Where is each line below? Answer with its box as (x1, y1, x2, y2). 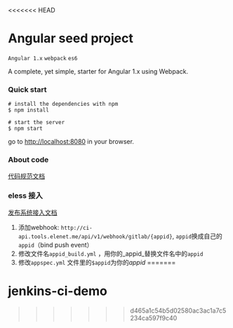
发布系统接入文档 (8, 208, 58, 217)
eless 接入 (8, 191, 43, 200)
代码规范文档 (8, 172, 45, 180)
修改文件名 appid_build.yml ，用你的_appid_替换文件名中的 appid (18, 249, 204, 258)
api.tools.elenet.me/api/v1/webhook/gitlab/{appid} (18, 233, 173, 240)
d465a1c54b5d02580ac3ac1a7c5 (130, 306, 227, 315)
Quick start (8, 84, 48, 94)
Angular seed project (8, 31, 134, 46)
